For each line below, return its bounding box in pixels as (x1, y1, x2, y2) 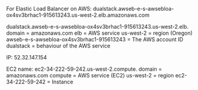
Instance (52, 78, 74, 85)
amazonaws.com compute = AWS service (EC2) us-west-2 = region (6, 72, 174, 79)
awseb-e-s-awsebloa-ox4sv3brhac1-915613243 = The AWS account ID (6, 36, 184, 43)
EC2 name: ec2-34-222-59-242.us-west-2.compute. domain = (6, 65, 162, 73)
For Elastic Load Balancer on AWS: (6, 5, 92, 12)
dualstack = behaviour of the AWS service (6, 42, 111, 49)
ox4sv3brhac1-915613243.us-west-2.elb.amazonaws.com (6, 11, 150, 19)
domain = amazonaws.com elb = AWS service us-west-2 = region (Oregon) (6, 29, 193, 37)
